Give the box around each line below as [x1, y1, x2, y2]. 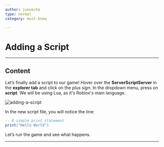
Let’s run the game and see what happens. [5, 131, 91, 137]
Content [5, 67, 31, 75]
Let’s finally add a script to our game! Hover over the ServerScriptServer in [5, 80, 157, 86]
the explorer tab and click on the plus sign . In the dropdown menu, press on [5, 85, 158, 91]
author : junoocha [5, 7, 41, 12]
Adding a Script [5, 41, 69, 53]
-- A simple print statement [5, 118, 64, 123]
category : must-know [5, 16, 47, 21]
